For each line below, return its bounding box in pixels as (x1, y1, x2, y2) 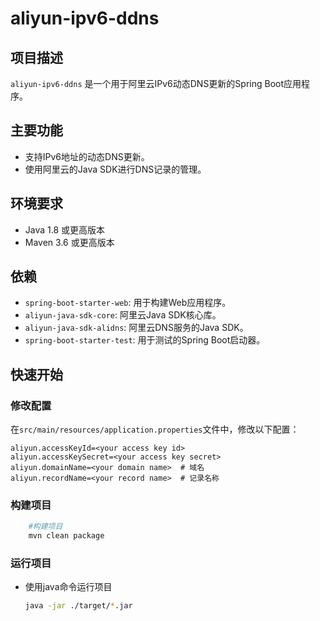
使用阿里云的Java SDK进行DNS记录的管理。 (24, 163, 207, 175)
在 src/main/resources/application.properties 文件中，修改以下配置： (10, 423, 300, 436)
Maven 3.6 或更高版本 (24, 236, 115, 248)
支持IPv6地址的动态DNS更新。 (24, 150, 150, 162)
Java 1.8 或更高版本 (24, 223, 106, 236)
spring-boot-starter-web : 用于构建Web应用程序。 (24, 297, 232, 309)
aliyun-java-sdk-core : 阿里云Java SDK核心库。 (24, 309, 222, 321)
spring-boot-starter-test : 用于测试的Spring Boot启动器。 (24, 334, 266, 346)
